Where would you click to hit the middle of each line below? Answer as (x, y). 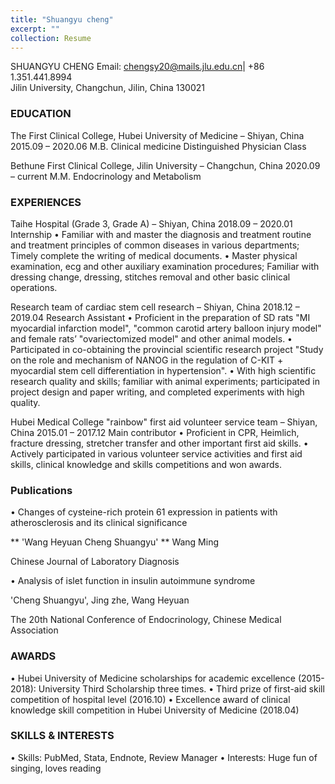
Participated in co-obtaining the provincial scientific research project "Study (167, 349)
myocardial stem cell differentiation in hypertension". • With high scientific (163, 370)
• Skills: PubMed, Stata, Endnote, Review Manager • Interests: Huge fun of (164, 757)
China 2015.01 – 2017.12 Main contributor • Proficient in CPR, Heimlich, (155, 432)
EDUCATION (41, 114)
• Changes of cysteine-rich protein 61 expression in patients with (144, 512)
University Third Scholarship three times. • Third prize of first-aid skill (181, 688)
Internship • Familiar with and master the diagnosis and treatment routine (161, 234)
